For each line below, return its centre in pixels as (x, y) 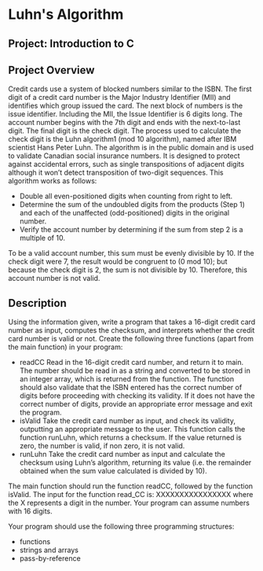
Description (37, 303)
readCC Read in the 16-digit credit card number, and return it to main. (131, 363)
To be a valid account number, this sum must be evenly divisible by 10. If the (131, 253)
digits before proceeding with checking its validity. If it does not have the (137, 396)
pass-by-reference (50, 558)
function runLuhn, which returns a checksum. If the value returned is (130, 437)
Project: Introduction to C (71, 44)
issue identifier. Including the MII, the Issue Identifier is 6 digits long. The (126, 114)
